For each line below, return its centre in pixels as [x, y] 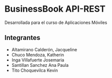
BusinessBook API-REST [55, 9]
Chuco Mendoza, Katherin [38, 55]
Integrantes [23, 38]
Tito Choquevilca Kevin [35, 70]
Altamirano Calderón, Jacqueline [44, 49]
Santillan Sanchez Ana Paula [40, 65]
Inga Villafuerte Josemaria [38, 60]
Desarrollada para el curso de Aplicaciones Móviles [56, 22]
